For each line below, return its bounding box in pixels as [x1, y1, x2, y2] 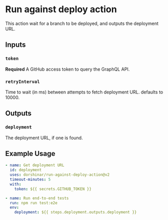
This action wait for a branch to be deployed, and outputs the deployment [5, 20, 159, 26]
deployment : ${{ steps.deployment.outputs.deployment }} [14, 210, 137, 215]
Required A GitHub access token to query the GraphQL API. [5, 66, 130, 72]
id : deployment [10, 168, 42, 173]
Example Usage [5, 149, 56, 158]
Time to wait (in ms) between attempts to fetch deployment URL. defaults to [5, 89, 163, 95]
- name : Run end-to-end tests [5, 196, 69, 201]
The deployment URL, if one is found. [5, 135, 83, 141]
